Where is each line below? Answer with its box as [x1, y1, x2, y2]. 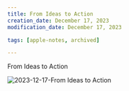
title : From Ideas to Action [7, 10, 94, 18]
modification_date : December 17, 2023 [7, 23, 122, 31]
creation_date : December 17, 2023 [7, 17, 110, 24]
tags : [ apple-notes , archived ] [7, 36, 100, 43]
